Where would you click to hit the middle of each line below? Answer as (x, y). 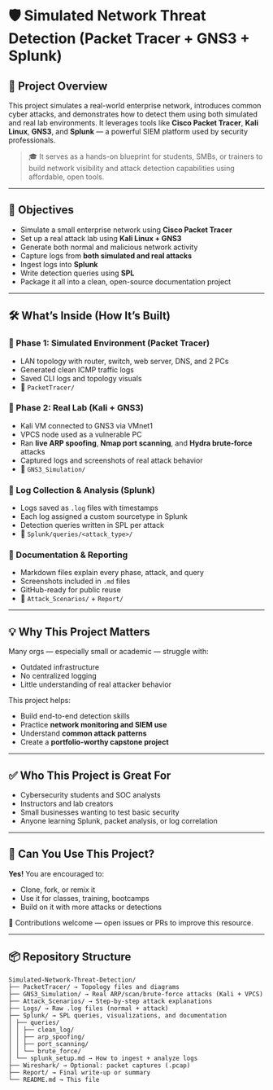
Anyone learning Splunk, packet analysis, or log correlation (119, 821)
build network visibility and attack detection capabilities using (132, 168)
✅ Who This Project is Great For (90, 775)
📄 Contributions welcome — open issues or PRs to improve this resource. (131, 922)
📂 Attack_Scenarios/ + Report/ (71, 599)
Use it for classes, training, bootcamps (85, 898)
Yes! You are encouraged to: (56, 873)
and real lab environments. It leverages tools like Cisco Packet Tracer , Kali (133, 123)
